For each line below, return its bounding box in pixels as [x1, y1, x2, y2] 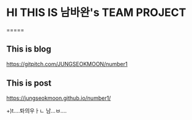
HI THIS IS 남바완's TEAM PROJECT [6, 6, 186, 20]
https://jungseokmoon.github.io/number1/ [6, 94, 111, 102]
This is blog [6, 44, 52, 54]
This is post [6, 78, 52, 89]
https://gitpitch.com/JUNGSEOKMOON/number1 [6, 60, 128, 67]
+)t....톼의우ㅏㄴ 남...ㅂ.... [6, 107, 67, 114]
